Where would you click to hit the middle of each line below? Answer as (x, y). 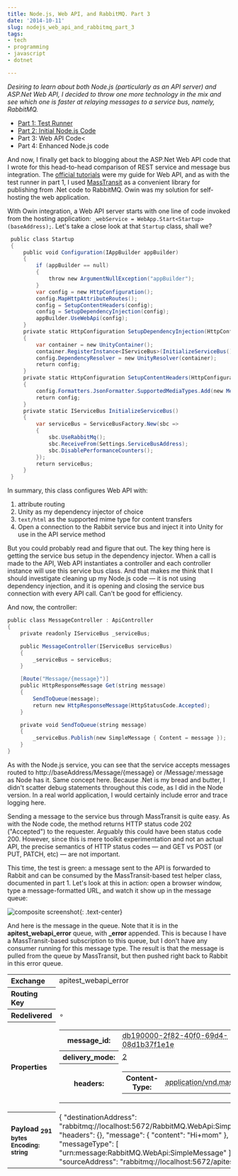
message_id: (89, 1040)
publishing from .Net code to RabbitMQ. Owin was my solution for (103, 190)
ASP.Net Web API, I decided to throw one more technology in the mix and (114, 94)
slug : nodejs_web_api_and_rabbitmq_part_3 (71, 27)
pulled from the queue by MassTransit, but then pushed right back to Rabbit (118, 956)
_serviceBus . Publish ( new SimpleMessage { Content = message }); (130, 738)
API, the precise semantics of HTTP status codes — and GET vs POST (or (115, 846)
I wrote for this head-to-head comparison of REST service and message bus (119, 167)
